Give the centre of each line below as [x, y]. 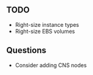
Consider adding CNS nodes [51, 65]
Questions [26, 50]
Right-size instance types [47, 24]
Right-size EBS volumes [45, 31]
